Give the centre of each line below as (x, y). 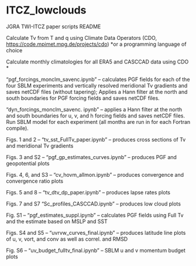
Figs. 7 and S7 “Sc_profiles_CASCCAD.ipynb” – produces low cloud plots (94, 204)
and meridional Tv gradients (40, 146)
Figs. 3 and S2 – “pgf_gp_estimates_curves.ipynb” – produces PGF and (92, 157)
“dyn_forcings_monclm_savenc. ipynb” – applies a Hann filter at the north (94, 109)
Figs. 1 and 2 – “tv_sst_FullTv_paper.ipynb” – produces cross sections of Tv (96, 139)
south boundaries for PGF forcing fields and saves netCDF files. (83, 98)
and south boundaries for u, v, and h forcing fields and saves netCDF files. (96, 116)
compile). (18, 128)
